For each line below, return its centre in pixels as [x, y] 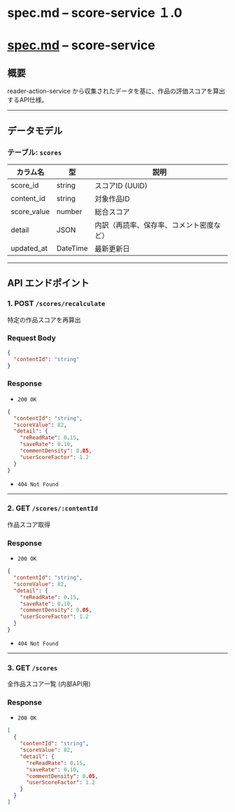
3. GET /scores [33, 668]
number [69, 211]
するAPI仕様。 [28, 100]
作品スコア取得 [29, 524]
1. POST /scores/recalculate [56, 304]
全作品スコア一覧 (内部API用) [49, 684]
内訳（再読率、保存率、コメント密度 [155, 225]
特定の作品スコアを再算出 [44, 320]
